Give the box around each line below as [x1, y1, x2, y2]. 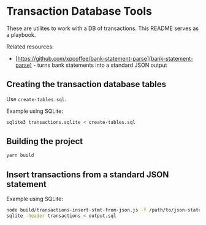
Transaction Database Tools [6, 4, 152, 18]
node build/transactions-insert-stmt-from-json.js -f [6, 207, 147, 213]
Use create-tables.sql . [6, 95, 66, 102]
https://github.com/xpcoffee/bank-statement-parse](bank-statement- [17, 55, 194, 62]
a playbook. [6, 31, 36, 38]
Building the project [6, 136, 83, 147]
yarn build [6, 152, 34, 159]
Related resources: [6, 43, 54, 50]
